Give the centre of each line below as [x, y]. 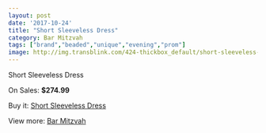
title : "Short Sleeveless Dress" [63, 30]
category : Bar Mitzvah [46, 38]
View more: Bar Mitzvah [47, 121]
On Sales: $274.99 [39, 90]
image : [19, 52]
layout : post [30, 15]
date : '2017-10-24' [40, 23]
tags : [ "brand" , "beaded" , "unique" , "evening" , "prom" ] [97, 45]
